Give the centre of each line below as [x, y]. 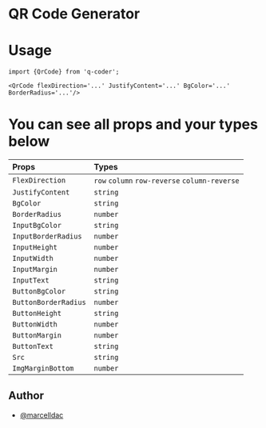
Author [26, 396]
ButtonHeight [37, 314]
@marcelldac [42, 415]
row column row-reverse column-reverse [167, 181]
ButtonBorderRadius [49, 302]
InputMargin [35, 270]
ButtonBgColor [39, 292]
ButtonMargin [37, 336]
